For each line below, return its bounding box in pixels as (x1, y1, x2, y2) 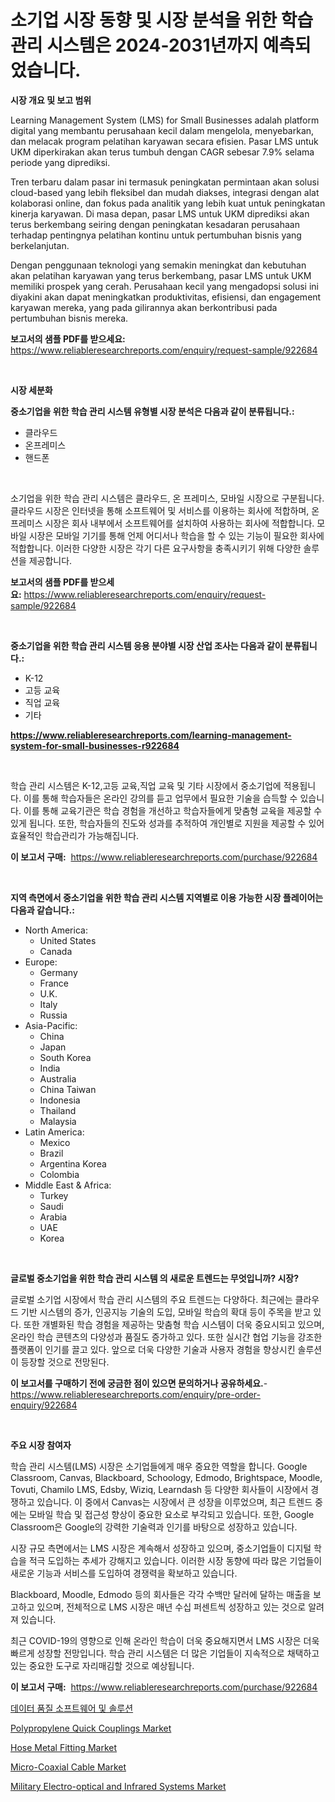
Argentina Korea (39, 1157, 107, 1170)
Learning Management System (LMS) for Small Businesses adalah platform (10, 114, 320, 126)
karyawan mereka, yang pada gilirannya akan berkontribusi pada (10, 301, 278, 313)
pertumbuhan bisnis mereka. (10, 312, 129, 324)
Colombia (39, 1168, 80, 1180)
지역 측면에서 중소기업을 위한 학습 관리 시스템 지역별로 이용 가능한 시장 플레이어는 (10, 891, 324, 903)
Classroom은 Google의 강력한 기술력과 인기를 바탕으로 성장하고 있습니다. (10, 1521, 298, 1533)
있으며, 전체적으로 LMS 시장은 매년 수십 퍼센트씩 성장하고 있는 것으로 (36, 1601, 307, 1613)
